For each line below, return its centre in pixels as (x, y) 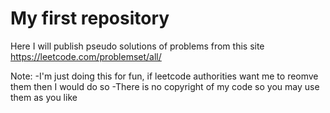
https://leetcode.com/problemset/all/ (86, 56)
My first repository (90, 18)
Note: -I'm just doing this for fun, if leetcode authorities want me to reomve (164, 76)
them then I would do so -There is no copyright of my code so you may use (165, 86)
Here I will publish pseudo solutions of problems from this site (137, 46)
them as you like (44, 97)
